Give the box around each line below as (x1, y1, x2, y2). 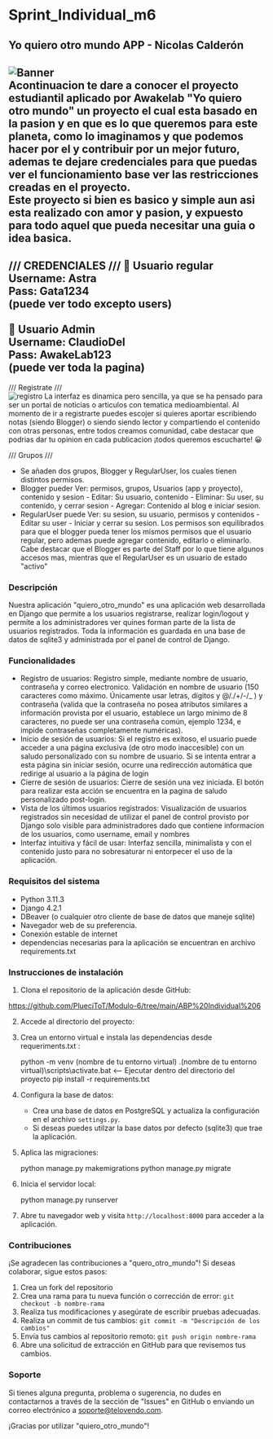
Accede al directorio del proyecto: (20, 1016, 135, 1026)
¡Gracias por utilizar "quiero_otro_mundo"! (8, 1420, 150, 1431)
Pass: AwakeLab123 (8, 348, 112, 362)
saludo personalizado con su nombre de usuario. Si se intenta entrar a (20, 751, 257, 761)
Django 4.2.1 (20, 903, 63, 913)
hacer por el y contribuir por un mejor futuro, (8, 142, 240, 156)
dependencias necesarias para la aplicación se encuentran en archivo (20, 937, 256, 947)
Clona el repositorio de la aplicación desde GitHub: (20, 984, 192, 995)
